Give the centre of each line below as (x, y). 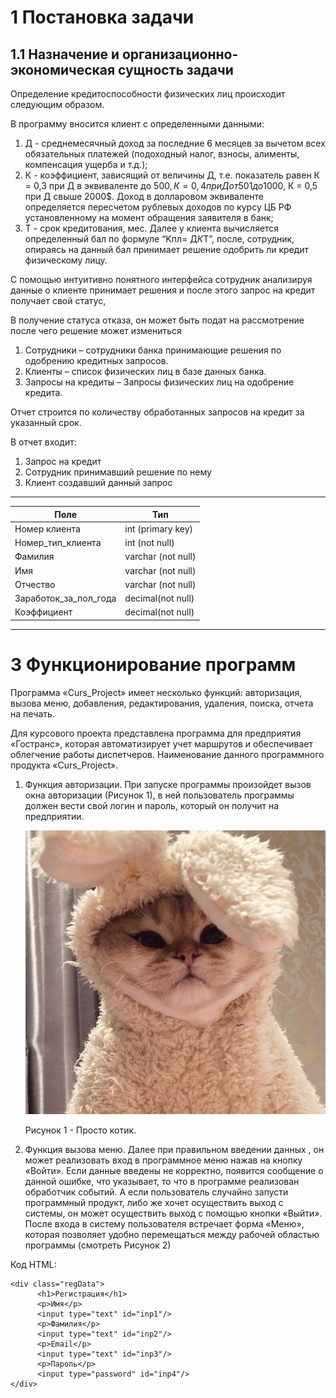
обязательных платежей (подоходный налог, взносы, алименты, (162, 154)
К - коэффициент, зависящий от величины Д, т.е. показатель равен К (172, 175)
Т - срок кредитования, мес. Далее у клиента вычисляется (152, 228)
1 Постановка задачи (102, 17)
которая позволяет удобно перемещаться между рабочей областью (172, 1235)
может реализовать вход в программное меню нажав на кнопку (163, 1160)
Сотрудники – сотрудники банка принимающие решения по (153, 350)
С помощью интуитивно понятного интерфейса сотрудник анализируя (161, 279)
